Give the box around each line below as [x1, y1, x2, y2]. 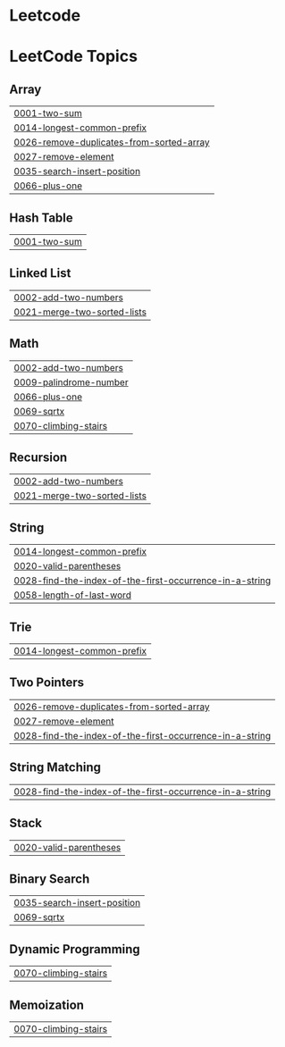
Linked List [9, 265, 71, 281]
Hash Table [9, 210, 73, 225]
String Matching [9, 760, 101, 775]
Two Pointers [9, 675, 85, 691]
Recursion [9, 450, 68, 465]
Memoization [9, 997, 85, 1012]
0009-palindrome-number [13, 376, 129, 389]
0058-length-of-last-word [13, 589, 132, 601]
